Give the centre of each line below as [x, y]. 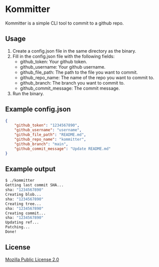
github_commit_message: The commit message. [70, 88]
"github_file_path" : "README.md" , [50, 135]
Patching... [18, 227]
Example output [31, 169]
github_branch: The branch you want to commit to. [72, 83]
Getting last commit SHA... [35, 185]
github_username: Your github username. [63, 67]
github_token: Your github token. [53, 62]
